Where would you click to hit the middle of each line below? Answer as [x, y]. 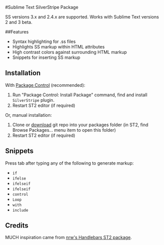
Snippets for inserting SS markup [46, 57]
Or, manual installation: [29, 115]
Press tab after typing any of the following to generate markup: [70, 163]
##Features [17, 32]
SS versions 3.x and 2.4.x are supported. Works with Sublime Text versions [82, 17]
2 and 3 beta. [19, 22]
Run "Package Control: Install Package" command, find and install [80, 95]
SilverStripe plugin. [33, 100]
